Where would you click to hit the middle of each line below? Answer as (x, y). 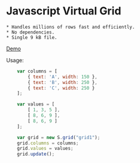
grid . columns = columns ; (48, 143)
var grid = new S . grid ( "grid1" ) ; (59, 137)
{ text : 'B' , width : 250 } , (63, 82)
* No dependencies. (31, 32)
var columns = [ (37, 71)
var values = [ (36, 104)
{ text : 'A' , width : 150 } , (63, 77)
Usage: (15, 60)
